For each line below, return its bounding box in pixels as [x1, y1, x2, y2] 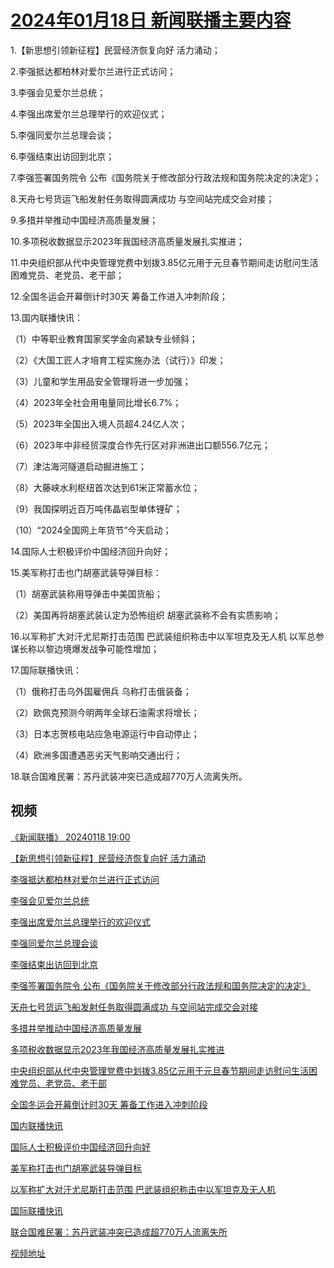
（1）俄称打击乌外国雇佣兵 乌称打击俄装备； [10, 685, 192, 697]
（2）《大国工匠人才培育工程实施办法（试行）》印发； [10, 354, 227, 366]
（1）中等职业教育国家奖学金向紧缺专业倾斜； [10, 332, 198, 345]
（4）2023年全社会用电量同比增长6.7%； [10, 396, 182, 408]
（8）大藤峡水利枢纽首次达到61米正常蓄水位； [10, 481, 201, 493]
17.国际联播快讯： [10, 664, 82, 676]
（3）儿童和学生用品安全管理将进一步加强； [10, 375, 192, 387]
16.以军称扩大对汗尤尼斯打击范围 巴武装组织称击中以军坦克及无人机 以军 [10, 630, 307, 642]
